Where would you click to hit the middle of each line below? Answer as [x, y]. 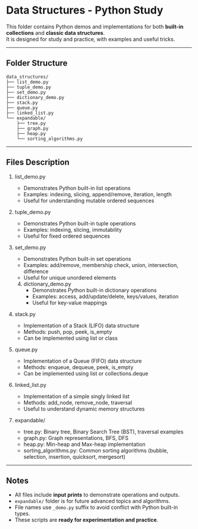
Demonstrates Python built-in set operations [77, 259]
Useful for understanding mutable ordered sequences [89, 201]
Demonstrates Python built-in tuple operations [80, 223]
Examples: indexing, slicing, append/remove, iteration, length [98, 194]
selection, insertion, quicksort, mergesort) [74, 456]
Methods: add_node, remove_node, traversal [78, 402]
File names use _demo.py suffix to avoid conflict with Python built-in [96, 507]
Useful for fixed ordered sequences [67, 236]
